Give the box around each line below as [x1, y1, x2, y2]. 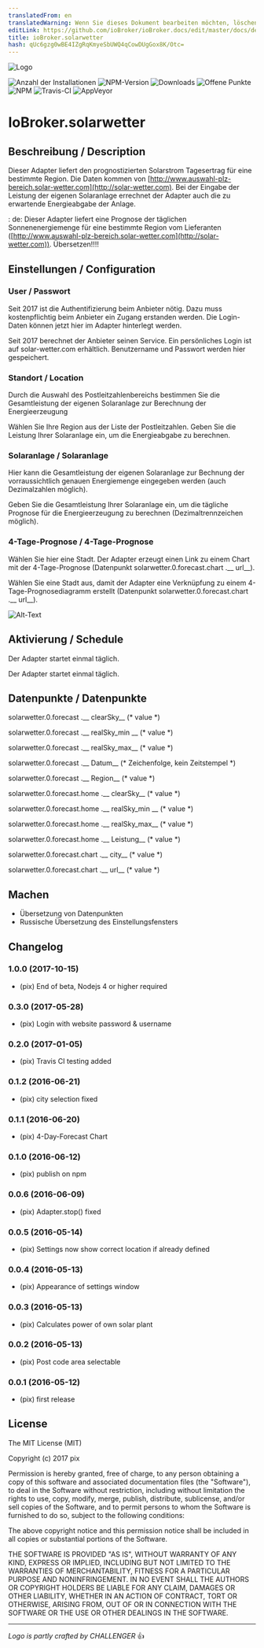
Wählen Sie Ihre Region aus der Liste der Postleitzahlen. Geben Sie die [8, 422, 236, 431]
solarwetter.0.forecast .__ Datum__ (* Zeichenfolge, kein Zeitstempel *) [8, 758, 236, 768]
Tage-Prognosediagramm [8, 586, 92, 595]
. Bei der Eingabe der [171, 183, 240, 192]
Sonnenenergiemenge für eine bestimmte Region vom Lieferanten [8, 223, 222, 232]
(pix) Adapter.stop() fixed [19, 1206, 101, 1217]
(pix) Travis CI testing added [19, 1057, 112, 1066]
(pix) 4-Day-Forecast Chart [19, 1131, 108, 1142]
